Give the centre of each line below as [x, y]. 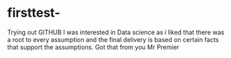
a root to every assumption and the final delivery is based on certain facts [113, 39]
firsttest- [34, 13]
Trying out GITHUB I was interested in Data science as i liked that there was [116, 32]
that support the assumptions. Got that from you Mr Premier [93, 47]
